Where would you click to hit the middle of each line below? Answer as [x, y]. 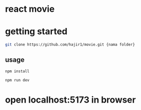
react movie [30, 9]
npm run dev [17, 80]
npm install [17, 71]
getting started [36, 32]
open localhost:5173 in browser [70, 100]
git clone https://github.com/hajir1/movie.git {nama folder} [70, 45]
